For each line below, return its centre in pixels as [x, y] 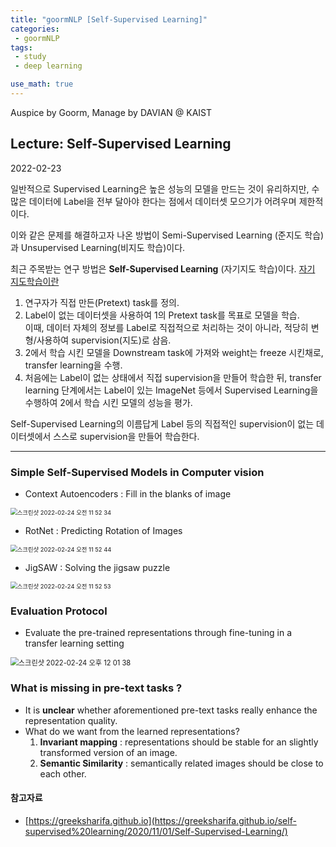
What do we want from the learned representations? [132, 731]
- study [30, 57]
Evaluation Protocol [59, 611]
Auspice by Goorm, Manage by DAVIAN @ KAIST [111, 112]
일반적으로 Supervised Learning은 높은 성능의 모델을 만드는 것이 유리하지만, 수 [165, 188]
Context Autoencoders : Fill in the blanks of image [128, 493]
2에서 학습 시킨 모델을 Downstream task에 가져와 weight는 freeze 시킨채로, [174, 352]
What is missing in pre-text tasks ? [96, 688]
